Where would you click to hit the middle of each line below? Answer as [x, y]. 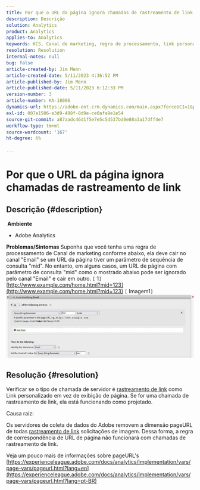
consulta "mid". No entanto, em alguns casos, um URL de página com [92, 266]
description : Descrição [36, 19]
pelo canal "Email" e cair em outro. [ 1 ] [54, 278]
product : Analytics [30, 32]
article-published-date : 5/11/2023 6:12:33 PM [65, 88]
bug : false [20, 63]
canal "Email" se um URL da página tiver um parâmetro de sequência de [95, 260]
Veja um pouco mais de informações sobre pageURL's [73, 455]
